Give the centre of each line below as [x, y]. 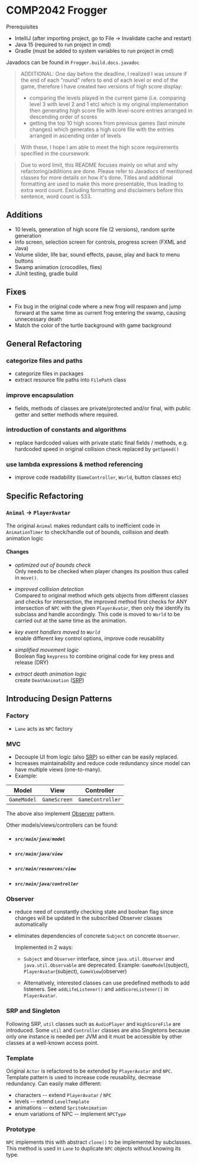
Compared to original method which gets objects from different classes [101, 596]
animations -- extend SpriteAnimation [61, 1108]
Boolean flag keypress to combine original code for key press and [94, 656]
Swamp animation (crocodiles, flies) [58, 267]
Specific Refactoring [45, 496]
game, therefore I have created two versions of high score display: [101, 86]
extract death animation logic [51, 674]
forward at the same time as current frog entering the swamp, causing [100, 312]
